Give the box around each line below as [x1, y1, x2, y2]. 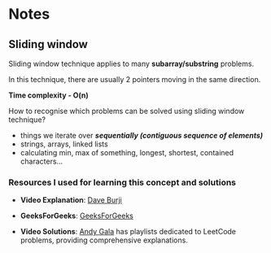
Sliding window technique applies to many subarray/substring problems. [8, 59, 255, 68]
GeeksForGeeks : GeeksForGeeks [20, 211, 134, 220]
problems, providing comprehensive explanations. [20, 235, 189, 245]
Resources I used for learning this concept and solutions [8, 177, 237, 188]
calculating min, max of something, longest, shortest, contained [20, 148, 234, 157]
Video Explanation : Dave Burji [20, 195, 122, 205]
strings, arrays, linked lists [20, 139, 108, 149]
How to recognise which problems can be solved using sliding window [8, 107, 245, 116]
